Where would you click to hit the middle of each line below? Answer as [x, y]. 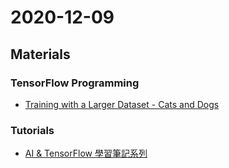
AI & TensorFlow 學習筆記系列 [86, 153]
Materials [40, 54]
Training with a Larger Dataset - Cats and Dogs [122, 104]
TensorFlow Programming [75, 83]
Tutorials [32, 130]
